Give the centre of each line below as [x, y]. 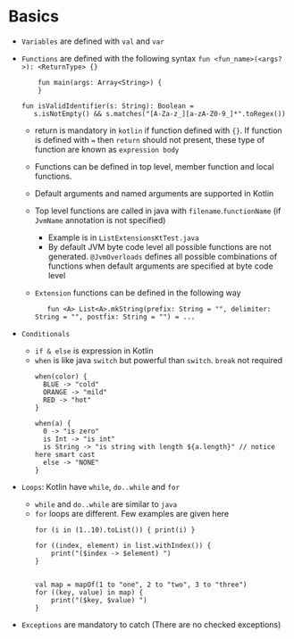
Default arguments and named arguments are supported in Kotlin [154, 193]
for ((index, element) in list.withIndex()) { [123, 545]
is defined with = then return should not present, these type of [150, 139]
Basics [34, 17]
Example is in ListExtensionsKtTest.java [123, 237]
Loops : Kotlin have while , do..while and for [101, 486]
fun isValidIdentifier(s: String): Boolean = [107, 106]
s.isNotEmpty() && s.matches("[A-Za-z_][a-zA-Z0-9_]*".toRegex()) [160, 113]
